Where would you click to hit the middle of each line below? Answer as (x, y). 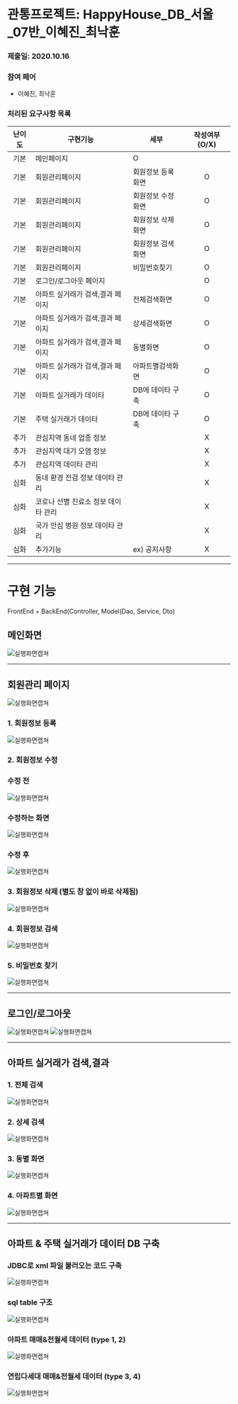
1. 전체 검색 (25, 1085)
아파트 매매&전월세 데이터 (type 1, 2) (67, 1339)
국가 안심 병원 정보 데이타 (75, 525)
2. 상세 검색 (26, 1122)
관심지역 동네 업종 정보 (71, 438)
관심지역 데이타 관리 (67, 464)
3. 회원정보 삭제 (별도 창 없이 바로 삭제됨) (73, 892)
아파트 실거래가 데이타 (70, 395)
